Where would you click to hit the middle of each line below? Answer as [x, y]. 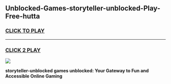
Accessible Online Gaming [34, 76]
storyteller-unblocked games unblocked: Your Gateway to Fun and [77, 70]
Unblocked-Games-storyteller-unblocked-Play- [83, 8]
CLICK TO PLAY [25, 31]
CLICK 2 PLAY [23, 50]
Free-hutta [23, 17]
